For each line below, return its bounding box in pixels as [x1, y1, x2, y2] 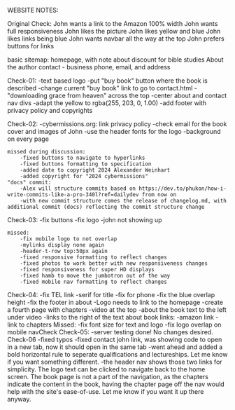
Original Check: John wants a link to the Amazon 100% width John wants [7, 20, 218, 27]
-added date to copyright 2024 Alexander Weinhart [20, 167, 171, 174]
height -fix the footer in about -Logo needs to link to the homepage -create [7, 298, 224, 306]
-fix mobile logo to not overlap [20, 235, 117, 242]
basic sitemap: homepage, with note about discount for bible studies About [7, 55, 224, 64]
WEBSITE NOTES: [7, 6, 59, 14]
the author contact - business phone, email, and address [7, 63, 171, 71]
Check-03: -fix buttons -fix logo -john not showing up [7, 216, 162, 224]
